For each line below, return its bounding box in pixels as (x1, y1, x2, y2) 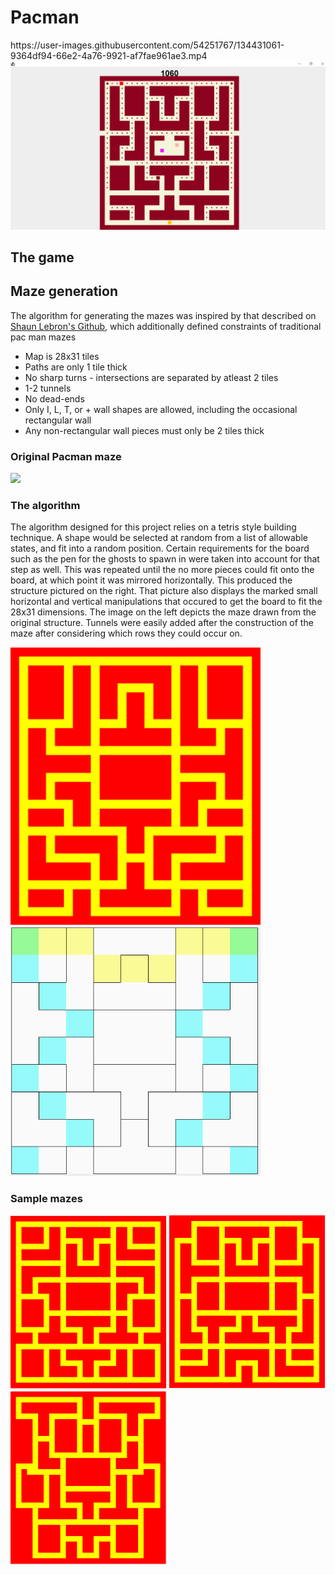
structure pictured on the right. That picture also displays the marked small (10, 585, 318, 597)
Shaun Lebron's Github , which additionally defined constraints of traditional (10, 320, 322, 332)
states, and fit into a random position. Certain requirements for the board (10, 542, 310, 555)
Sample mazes (10, 1191, 83, 1205)
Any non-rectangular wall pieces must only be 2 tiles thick (24, 424, 265, 436)
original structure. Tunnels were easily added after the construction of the (10, 617, 314, 629)
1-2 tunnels (24, 382, 72, 394)
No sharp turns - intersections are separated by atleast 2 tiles (24, 371, 279, 383)
